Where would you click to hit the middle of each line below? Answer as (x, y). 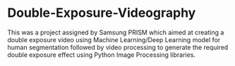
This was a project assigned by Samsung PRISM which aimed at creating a (116, 32)
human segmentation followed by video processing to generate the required (118, 47)
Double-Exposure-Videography (102, 13)
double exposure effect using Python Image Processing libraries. (102, 55)
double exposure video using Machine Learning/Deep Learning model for (114, 39)
